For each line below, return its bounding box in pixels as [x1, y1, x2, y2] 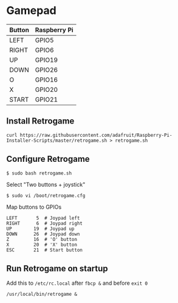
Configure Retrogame [6, 154, 90, 164]
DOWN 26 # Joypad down [6, 231, 80, 237]
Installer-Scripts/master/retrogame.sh [6, 138, 108, 144]
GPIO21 [35, 95, 58, 103]
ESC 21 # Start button [6, 247, 83, 253]
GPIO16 [35, 75, 58, 84]
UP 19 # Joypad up [6, 226, 75, 232]
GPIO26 [35, 65, 58, 74]
